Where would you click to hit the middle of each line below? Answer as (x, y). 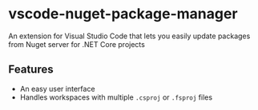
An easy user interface (57, 88)
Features (31, 70)
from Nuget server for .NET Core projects (77, 44)
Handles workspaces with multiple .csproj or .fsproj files (116, 97)
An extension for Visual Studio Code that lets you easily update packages (129, 36)
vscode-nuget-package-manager (123, 14)
